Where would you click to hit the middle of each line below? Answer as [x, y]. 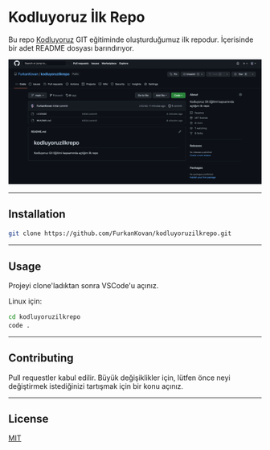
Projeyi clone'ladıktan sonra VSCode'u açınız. [84, 285]
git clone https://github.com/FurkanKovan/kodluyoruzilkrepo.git [120, 233]
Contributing [41, 358]
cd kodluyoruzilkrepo [45, 317]
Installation [37, 214]
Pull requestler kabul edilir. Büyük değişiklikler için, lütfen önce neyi [119, 378]
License [29, 419]
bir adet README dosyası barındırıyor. [72, 47]
